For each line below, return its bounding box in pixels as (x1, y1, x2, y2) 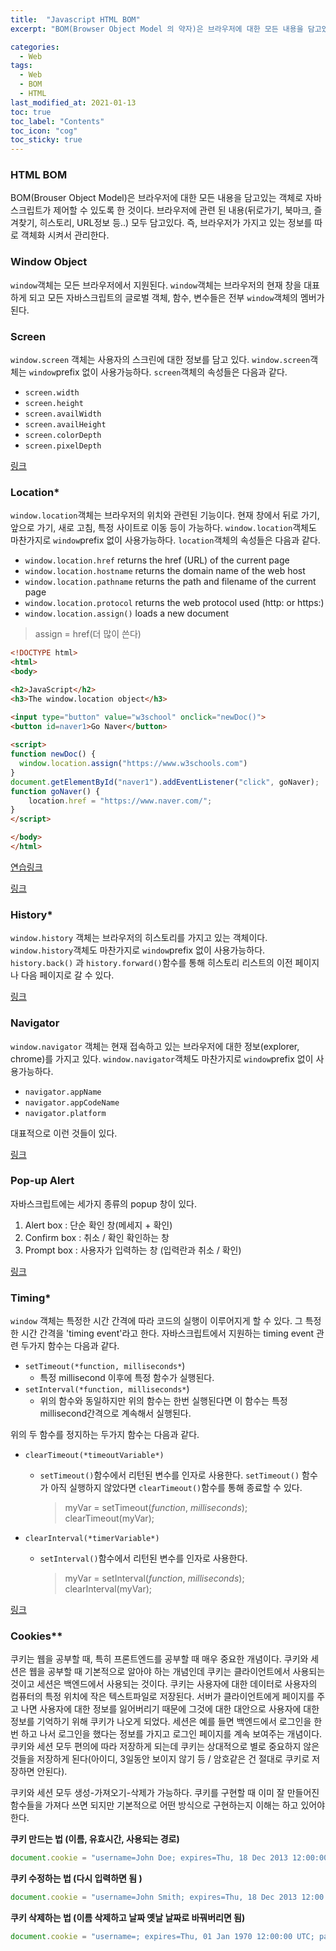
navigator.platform (24, 1108, 107, 1118)
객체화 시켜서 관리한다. (20, 229, 110, 241)
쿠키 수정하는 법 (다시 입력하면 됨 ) (10, 1872, 143, 1885)
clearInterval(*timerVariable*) (24, 1534, 160, 1544)
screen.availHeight (24, 420, 107, 430)
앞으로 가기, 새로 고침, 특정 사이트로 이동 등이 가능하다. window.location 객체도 (10, 522, 317, 534)
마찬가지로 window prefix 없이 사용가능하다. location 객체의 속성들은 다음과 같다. (10, 534, 321, 546)
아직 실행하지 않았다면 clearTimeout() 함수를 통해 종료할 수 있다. (50, 1482, 303, 1494)
